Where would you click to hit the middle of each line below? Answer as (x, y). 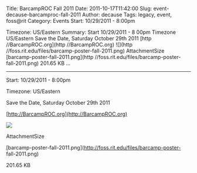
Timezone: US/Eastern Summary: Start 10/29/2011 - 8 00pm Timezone (91, 32)
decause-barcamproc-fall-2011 (43, 15)
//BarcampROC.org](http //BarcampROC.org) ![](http (69, 44)
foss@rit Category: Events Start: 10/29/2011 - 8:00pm (71, 21)
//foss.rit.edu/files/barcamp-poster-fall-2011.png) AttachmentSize (85, 51)
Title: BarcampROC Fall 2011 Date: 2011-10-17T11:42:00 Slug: (79, 8)
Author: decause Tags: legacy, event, (127, 15)
